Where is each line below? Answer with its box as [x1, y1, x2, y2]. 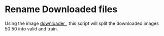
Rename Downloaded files [5, 4, 118, 15]
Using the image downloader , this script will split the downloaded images [5, 20, 159, 26]
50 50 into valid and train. [5, 25, 58, 31]
